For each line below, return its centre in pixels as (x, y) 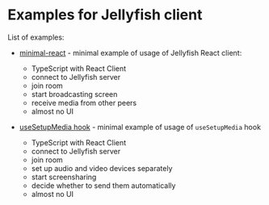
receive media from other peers (84, 102)
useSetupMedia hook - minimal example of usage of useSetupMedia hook (140, 127)
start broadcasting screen (74, 94)
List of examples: (36, 37)
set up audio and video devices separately (102, 168)
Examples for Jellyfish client (105, 15)
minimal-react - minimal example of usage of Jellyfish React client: (130, 52)
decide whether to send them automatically (103, 185)
